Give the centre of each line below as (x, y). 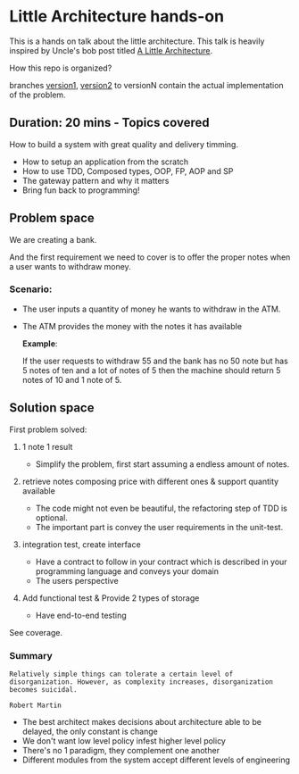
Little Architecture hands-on (117, 17)
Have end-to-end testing (81, 615)
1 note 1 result (47, 446)
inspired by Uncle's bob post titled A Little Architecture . (111, 50)
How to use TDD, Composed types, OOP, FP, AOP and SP (128, 171)
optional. (52, 517)
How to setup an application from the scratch (105, 162)
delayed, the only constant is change (90, 731)
